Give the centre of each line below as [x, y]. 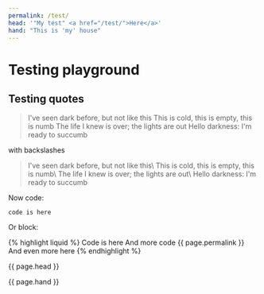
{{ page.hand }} [34, 282]
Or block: [23, 227]
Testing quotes [47, 99]
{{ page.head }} [34, 266]
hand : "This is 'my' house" [55, 30]
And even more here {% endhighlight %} [75, 251]
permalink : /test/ [39, 15]
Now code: [26, 198]
